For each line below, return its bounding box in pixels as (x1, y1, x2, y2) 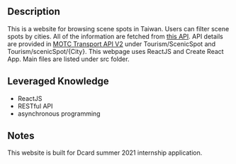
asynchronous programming (17, 109, 101, 118)
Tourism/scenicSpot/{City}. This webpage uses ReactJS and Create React (7, 47, 225, 55)
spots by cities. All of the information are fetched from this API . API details (7, 32, 223, 40)
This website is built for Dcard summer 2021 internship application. (7, 148, 203, 157)
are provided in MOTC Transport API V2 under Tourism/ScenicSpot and (7, 39, 216, 48)
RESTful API (17, 102, 53, 110)
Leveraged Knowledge (7, 75, 110, 87)
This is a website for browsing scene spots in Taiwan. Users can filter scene (7, 24, 230, 33)
